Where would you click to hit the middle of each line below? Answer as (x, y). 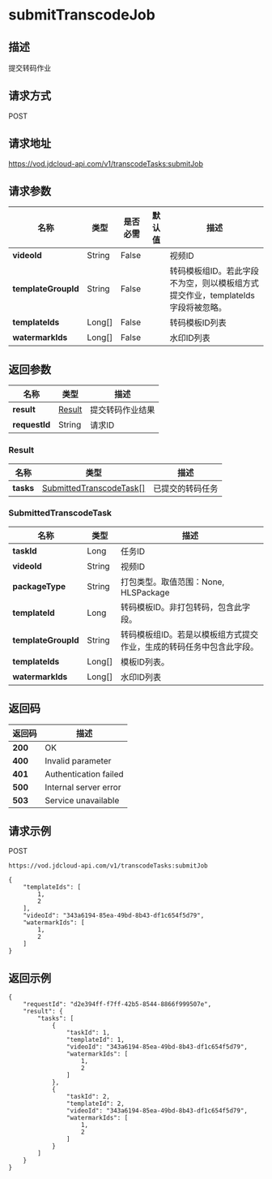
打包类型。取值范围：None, (172, 582)
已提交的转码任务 (186, 488)
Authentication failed (84, 774)
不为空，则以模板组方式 (214, 283)
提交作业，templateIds (212, 295)
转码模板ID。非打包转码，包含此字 (185, 607)
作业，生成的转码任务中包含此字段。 (189, 647)
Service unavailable (82, 800)
